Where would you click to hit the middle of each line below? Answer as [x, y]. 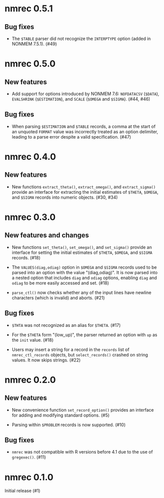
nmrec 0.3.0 [30, 217]
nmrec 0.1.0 [29, 477]
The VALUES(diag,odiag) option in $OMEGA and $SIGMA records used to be [84, 267]
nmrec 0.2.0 [30, 380]
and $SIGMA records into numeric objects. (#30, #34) [65, 197]
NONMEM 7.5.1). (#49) [34, 44]
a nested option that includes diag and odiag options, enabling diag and [84, 278]
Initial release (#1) [22, 491]
